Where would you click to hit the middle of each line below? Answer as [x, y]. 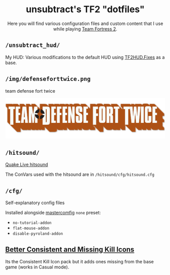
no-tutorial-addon [32, 223]
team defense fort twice [30, 91]
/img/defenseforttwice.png [48, 79]
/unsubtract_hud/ [32, 45]
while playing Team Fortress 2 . [85, 29]
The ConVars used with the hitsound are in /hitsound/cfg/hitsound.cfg [80, 175]
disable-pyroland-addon [38, 234]
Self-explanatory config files [35, 203]
